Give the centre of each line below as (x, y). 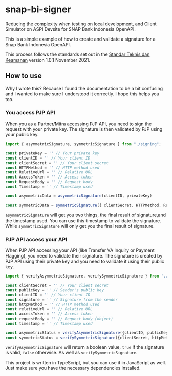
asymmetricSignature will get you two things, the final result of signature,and (86, 215)
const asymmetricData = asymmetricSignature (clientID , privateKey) (79, 196)
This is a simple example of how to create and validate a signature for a (80, 39)
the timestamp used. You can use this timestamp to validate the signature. (83, 220)
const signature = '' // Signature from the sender (61, 300)
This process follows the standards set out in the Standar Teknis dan (78, 54)
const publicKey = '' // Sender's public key (55, 290)
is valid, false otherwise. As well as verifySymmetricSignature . (71, 353)
